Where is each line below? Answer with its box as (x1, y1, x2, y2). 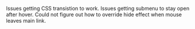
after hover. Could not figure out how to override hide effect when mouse (6, 11, 182, 18)
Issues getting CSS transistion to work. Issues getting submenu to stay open (6, 5, 190, 12)
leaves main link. (6, 17, 46, 24)
